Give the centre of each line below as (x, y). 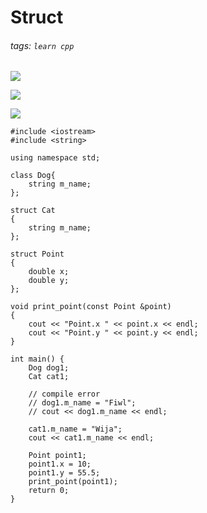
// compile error (64, 394)
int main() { (37, 359)
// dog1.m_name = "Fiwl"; (82, 403)
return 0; (49, 491)
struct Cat (33, 211)
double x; (49, 272)
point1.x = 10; (60, 464)
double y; (49, 281)
